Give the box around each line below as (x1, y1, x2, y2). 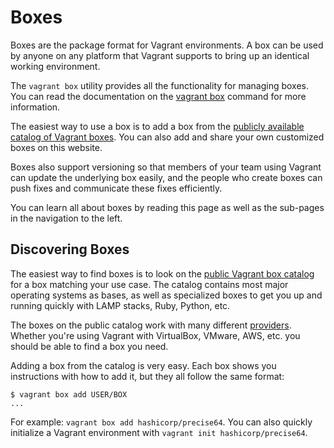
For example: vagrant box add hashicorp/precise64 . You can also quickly (10, 416, 313, 428)
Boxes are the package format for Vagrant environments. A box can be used (10, 39, 324, 51)
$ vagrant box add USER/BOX (10, 389, 128, 400)
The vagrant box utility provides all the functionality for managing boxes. (10, 79, 310, 91)
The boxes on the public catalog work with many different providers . (10, 319, 292, 331)
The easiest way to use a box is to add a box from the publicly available (10, 120, 305, 132)
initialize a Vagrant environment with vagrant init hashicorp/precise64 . (10, 426, 308, 438)
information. (10, 101, 61, 113)
